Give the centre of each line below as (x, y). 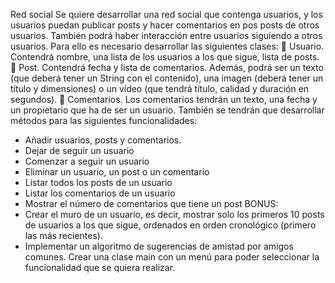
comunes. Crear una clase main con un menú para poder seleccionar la (172, 257)
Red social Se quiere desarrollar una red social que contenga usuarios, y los (166, 14)
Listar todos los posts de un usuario (98, 182)
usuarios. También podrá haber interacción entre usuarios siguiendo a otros (166, 35)
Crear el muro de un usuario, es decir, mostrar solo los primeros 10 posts (174, 214)
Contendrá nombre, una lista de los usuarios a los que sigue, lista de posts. (165, 57)
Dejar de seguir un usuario (79, 150)
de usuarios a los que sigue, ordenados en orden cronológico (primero (170, 225)
